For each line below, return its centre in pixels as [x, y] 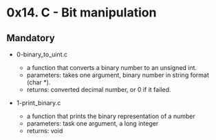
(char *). [39, 82]
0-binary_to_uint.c [42, 54]
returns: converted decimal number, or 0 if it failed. [99, 90]
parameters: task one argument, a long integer [93, 124]
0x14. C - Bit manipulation [82, 13]
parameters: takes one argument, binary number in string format [118, 75]
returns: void [45, 131]
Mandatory [31, 38]
